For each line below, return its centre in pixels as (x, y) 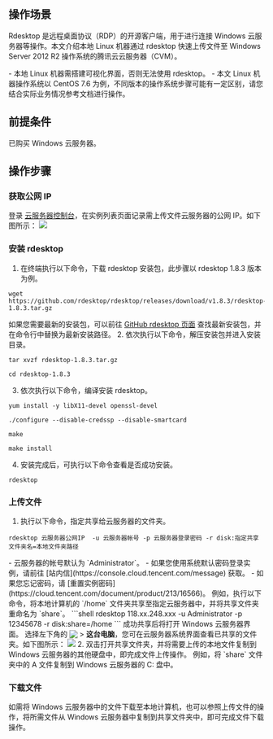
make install (30, 448)
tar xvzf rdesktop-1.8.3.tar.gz (63, 360)
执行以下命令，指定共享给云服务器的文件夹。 (95, 521)
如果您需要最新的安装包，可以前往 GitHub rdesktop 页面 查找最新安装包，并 (135, 324)
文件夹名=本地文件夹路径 (43, 547)
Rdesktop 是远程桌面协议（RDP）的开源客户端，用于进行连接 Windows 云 (132, 36)
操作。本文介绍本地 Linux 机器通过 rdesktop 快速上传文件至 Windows (145, 46)
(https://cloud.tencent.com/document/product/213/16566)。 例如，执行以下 (135, 593)
